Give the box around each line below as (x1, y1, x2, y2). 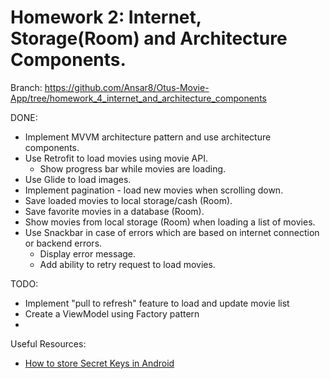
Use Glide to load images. (24, 173, 132, 185)
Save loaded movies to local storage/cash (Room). (24, 194, 233, 206)
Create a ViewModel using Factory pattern (24, 307, 200, 320)
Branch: (10, 81, 43, 93)
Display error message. (39, 247, 137, 260)
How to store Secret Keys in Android (24, 357, 175, 369)
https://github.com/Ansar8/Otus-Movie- (44, 81, 210, 93)
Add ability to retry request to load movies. (39, 258, 216, 270)
